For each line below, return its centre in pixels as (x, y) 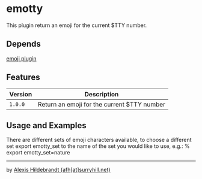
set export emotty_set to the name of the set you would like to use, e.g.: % (98, 146)
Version (21, 94)
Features (23, 78)
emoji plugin (22, 58)
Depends (23, 44)
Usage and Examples (47, 125)
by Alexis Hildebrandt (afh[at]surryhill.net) (58, 170)
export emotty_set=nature (38, 153)
